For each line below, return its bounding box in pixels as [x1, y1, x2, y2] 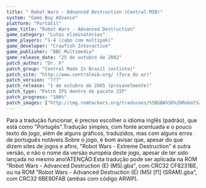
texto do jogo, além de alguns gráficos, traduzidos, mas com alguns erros [6, 129, 193, 137]
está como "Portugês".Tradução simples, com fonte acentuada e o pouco [6, 123, 192, 130]
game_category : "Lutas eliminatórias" [6, 32, 105, 38]
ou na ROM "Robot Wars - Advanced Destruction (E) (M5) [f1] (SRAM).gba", [6, 168, 197, 176]
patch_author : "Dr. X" [6, 60, 64, 66]
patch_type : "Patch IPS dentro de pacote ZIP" [6, 89, 128, 95]
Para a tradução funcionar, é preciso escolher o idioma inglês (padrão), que [6, 117, 197, 124]
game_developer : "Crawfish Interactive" [6, 43, 112, 49]
